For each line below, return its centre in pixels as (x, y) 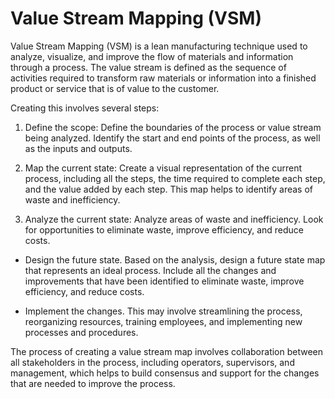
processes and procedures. (81, 332)
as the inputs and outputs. (78, 148)
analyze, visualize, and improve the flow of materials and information (152, 56)
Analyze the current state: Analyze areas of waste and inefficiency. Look (174, 219)
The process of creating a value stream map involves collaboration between (167, 351)
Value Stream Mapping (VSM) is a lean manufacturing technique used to (159, 46)
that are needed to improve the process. (93, 383)
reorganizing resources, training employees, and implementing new (163, 321)
